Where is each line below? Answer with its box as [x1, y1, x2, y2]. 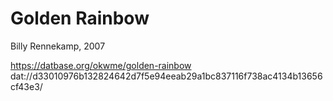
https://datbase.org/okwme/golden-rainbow [10, 59, 192, 71]
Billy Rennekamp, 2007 [10, 40, 106, 52]
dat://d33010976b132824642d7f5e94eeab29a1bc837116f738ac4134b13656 [10, 70, 323, 82]
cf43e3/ [10, 80, 43, 92]
